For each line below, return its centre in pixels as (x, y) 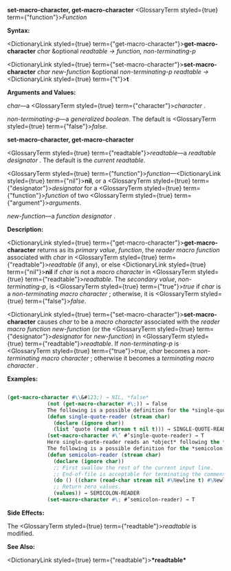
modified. (21, 533)
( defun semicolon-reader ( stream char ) (104, 455)
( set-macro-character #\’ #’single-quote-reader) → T (126, 436)
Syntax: (19, 31)
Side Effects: (26, 513)
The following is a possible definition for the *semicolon (135, 449)
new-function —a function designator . (61, 216)
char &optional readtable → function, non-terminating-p (116, 51)
